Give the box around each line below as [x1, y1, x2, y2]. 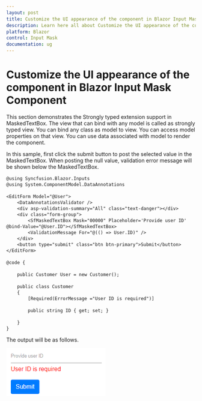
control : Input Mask [6, 35, 58, 41]
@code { [6, 259, 26, 265]
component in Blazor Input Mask [6, 81, 171, 94]
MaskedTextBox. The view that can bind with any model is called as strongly [6, 119, 195, 127]
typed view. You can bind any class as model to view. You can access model [6, 126, 195, 133]
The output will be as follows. [6, 336, 79, 343]
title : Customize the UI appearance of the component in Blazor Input [6, 16, 187, 22]
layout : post [6, 10, 39, 16]
